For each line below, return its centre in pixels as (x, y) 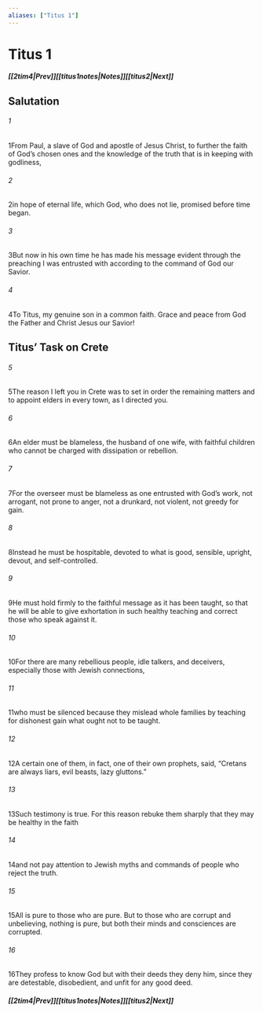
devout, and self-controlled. (53, 560)
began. (20, 213)
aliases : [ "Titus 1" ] (44, 15)
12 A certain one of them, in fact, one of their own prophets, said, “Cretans (128, 763)
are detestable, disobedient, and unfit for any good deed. (100, 982)
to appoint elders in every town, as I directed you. (88, 400)
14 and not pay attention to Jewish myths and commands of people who (124, 864)
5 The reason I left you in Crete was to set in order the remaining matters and (131, 392)
